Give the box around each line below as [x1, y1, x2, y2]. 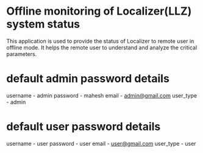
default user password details [6, 120, 161, 133]
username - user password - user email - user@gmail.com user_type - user [6, 140, 196, 147]
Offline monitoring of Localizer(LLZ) [6, 4, 192, 18]
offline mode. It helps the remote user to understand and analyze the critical [6, 44, 198, 51]
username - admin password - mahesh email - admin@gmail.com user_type [6, 91, 197, 99]
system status [6, 17, 80, 31]
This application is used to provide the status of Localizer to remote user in [6, 37, 194, 44]
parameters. [6, 50, 37, 57]
